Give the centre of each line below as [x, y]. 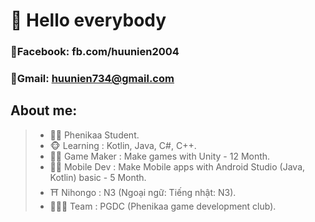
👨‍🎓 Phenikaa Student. [94, 135]
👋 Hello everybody [88, 20]
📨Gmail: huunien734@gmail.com [92, 79]
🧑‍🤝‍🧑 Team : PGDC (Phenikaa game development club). [163, 206]
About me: [44, 110]
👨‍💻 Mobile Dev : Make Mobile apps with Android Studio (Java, [177, 166]
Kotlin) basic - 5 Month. [98, 177]
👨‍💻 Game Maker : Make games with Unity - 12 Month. [160, 156]
